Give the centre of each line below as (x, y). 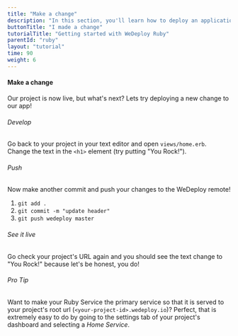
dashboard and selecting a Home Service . (68, 324)
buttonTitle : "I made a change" (55, 27)
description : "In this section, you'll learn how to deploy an (103, 21)
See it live (22, 234)
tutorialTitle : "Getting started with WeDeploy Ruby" (89, 34)
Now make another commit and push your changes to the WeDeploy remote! (119, 190)
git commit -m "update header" (64, 212)
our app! (19, 105)
